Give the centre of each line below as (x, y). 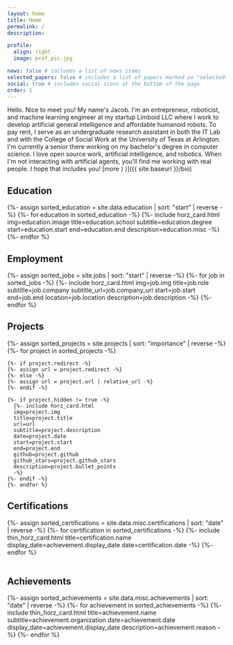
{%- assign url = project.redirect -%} (65, 369)
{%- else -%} (26, 375)
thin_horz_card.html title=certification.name (69, 537)
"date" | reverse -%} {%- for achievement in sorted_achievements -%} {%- (114, 605)
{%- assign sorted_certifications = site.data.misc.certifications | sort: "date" (115, 523)
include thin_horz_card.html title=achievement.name (82, 613)
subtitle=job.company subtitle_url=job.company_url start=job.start (101, 290)
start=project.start (43, 442)
